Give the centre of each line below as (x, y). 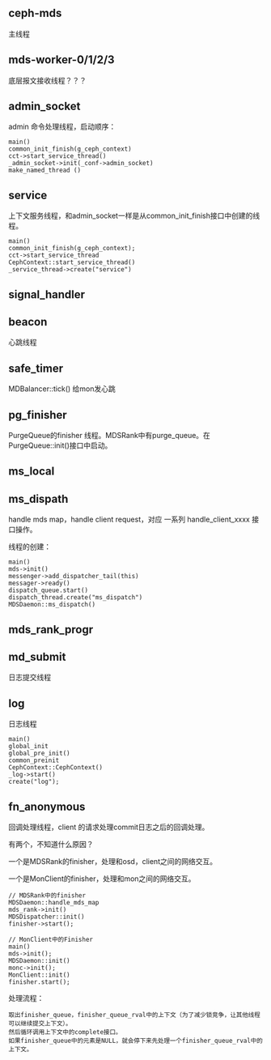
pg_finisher (38, 415)
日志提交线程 (30, 677)
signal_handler (47, 294)
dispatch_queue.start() (49, 590)
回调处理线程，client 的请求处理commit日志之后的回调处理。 (109, 827)
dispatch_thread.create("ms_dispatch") (76, 598)
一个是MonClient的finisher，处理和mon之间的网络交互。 (102, 879)
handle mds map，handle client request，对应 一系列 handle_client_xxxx (129, 519)
